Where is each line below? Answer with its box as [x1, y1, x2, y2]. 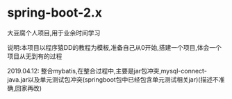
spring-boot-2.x [7, 5, 103, 21]
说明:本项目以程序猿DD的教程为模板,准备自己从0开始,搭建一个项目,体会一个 [7, 43, 222, 51]
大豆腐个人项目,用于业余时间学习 [7, 28, 101, 37]
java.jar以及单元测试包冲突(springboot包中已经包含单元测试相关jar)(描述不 [7, 75, 219, 84]
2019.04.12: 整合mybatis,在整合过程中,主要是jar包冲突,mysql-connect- [7, 66, 207, 75]
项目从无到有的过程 [7, 52, 63, 60]
